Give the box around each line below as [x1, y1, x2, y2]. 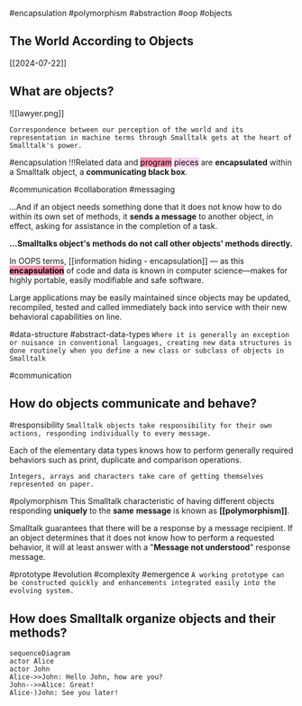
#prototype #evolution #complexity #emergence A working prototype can [9, 569, 285, 580]
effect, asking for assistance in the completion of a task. [9, 220, 218, 231]
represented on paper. [9, 480, 95, 490]
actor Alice [9, 657, 54, 666]
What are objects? [9, 84, 114, 99]
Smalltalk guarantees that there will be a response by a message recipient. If [9, 523, 293, 534]
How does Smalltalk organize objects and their [9, 610, 277, 626]
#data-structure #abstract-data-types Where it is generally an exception [9, 328, 290, 339]
